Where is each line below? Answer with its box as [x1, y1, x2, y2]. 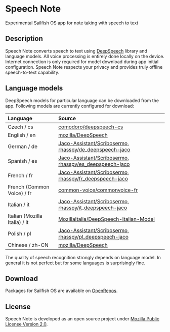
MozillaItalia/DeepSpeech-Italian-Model [58, 215, 155, 222]
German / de [8, 143, 38, 150]
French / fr [8, 172, 33, 179]
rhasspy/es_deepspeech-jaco [58, 160, 130, 167]
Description [5, 34, 43, 43]
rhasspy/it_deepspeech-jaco [58, 204, 127, 211]
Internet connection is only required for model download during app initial [5, 59, 159, 65]
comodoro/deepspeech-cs [58, 123, 123, 130]
